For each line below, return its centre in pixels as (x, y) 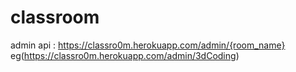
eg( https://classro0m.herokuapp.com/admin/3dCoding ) (125, 55)
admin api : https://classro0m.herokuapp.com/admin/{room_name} (148, 45)
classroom (55, 17)
